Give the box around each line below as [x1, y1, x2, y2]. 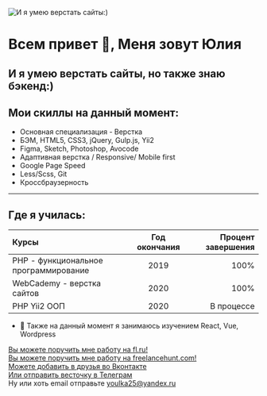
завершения [205, 242, 255, 253]
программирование [12, 265, 90, 276]
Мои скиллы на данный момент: [8, 106, 180, 119]
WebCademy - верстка [12, 278, 102, 289]
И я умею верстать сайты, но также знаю [8, 67, 226, 80]
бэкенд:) [8, 79, 54, 93]
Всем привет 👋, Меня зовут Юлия [8, 36, 242, 53]
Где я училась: [8, 208, 86, 221]
